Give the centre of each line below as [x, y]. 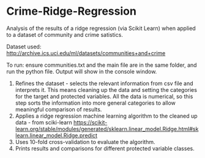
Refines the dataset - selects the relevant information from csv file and [104, 83]
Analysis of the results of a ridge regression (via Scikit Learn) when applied [101, 28]
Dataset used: [24, 47]
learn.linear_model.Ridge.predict [56, 135]
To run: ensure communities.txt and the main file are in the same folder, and [102, 65]
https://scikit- [90, 122]
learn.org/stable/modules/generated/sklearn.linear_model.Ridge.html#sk [107, 129]
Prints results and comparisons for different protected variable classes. [105, 148]
